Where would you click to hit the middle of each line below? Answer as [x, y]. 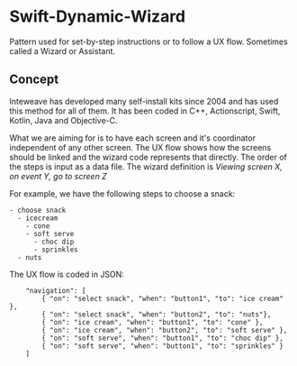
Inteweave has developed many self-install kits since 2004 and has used [144, 101]
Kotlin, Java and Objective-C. [63, 120]
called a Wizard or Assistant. [62, 50]
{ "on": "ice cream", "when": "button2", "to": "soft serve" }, [165, 330]
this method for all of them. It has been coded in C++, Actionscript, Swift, [145, 111]
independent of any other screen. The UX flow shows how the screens [140, 147]
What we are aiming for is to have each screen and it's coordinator [133, 138]
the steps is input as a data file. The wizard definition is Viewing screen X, [146, 166]
